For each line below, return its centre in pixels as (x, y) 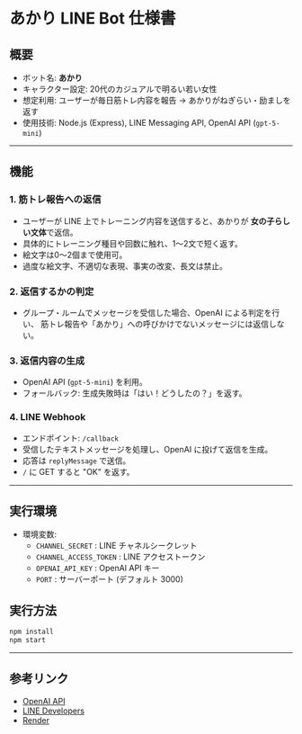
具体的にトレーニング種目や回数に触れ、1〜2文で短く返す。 (132, 243)
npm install (31, 632)
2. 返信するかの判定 (52, 291)
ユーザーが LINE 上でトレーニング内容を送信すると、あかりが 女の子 (148, 220)
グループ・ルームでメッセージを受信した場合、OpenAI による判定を (147, 312)
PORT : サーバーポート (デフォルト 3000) (110, 579)
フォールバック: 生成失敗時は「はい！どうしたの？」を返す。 (134, 393)
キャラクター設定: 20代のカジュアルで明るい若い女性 (120, 89)
